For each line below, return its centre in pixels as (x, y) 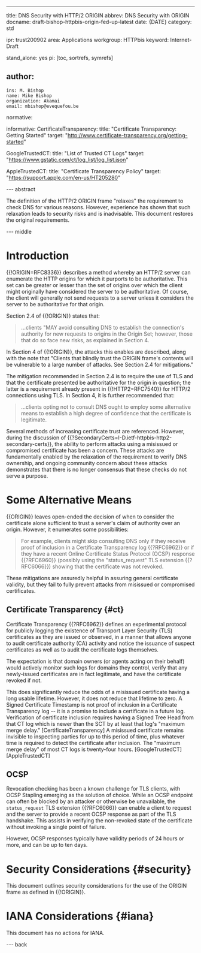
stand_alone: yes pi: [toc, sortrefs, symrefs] (60, 58)
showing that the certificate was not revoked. (108, 566)
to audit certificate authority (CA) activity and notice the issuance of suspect (100, 643)
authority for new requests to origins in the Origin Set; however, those (107, 334)
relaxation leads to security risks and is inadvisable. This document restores (100, 213)
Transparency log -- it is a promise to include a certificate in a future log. (96, 711)
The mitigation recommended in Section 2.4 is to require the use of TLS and (100, 376)
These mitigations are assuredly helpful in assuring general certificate (92, 578)
